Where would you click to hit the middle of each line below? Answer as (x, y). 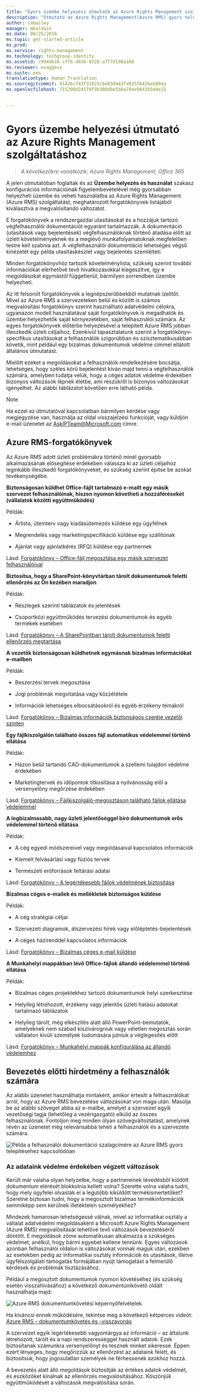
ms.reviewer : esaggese (34, 67)
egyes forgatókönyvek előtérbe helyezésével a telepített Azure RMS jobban (98, 325)
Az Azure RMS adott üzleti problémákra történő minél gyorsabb (84, 457)
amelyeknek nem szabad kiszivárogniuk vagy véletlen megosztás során (103, 1028)
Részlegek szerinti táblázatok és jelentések (68, 605)
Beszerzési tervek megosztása (52, 682)
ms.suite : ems (24, 73)
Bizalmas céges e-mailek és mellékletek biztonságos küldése (84, 894)
